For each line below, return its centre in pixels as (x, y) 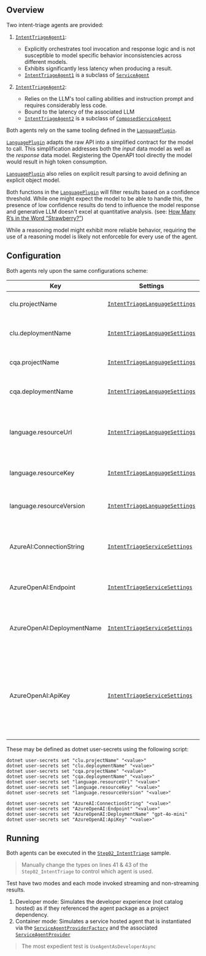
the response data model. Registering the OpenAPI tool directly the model (99, 155)
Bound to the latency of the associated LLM (79, 112)
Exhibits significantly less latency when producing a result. (98, 68)
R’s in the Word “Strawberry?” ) (45, 218)
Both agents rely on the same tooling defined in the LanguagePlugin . (92, 130)
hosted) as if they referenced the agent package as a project (92, 908)
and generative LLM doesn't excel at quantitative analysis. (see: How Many (101, 211)
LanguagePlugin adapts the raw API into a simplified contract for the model (100, 142)
